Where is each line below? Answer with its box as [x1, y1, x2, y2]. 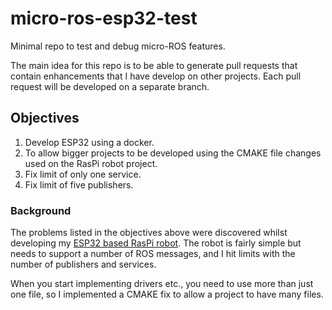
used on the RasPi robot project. [24, 157, 158, 169]
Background [10, 203, 72, 217]
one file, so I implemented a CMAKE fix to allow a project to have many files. [10, 288, 324, 301]
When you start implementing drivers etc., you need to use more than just [10, 278, 314, 290]
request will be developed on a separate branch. [10, 80, 210, 92]
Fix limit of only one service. [24, 168, 142, 180]
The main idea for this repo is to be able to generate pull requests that [10, 59, 298, 71]
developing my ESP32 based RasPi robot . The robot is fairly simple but [10, 237, 302, 249]
